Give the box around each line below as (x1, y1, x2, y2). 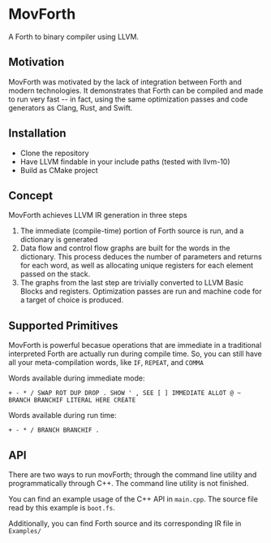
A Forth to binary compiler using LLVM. (8, 32, 140, 41)
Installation (8, 127, 67, 141)
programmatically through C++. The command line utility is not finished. (8, 479, 249, 488)
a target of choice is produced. (19, 295, 124, 305)
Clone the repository (19, 148, 89, 158)
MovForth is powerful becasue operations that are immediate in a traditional (8, 341, 262, 350)
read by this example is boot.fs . (8, 503, 115, 512)
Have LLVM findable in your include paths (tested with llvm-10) (19, 156, 230, 167)
